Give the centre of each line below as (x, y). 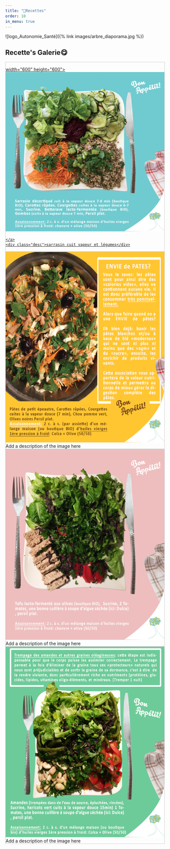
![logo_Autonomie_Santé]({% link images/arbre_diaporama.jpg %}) (75, 37)
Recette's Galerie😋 (36, 53)
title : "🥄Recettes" (26, 11)
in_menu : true (20, 21)
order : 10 (16, 16)
